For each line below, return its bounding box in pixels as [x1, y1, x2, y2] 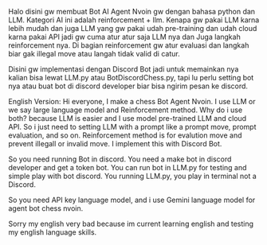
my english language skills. [8, 227, 97, 237]
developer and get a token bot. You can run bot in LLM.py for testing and [8, 163, 247, 172]
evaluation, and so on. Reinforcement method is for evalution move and [8, 130, 242, 140]
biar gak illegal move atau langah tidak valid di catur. [8, 49, 181, 58]
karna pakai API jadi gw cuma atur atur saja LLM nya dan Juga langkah [8, 32, 241, 41]
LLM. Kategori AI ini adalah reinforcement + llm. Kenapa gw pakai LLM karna [8, 15, 260, 25]
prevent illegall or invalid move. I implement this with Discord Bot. [8, 139, 222, 148]
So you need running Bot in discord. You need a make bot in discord [8, 154, 232, 164]
